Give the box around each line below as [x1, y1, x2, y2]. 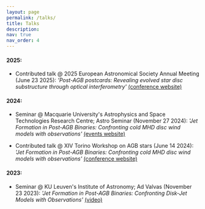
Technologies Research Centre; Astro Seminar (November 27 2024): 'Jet [15, 117, 198, 124]
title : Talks [6, 20, 40, 26]
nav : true [6, 32, 32, 38]
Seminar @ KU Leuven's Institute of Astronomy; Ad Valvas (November [15, 183, 192, 190]
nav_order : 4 [6, 37, 40, 44]
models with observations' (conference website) [15, 155, 138, 162]
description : [6, 26, 40, 32]
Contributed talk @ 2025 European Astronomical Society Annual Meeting [15, 70, 199, 77]
